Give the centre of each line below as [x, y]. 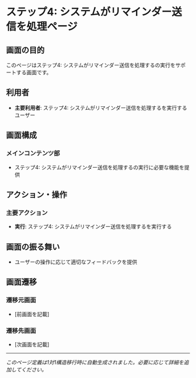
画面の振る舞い [33, 247]
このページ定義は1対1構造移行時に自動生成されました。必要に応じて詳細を [95, 362]
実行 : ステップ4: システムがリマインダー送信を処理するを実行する [93, 227]
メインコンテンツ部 [33, 154]
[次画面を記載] [32, 344]
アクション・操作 [36, 194]
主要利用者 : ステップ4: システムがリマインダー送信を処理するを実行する [101, 107]
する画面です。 [34, 72]
